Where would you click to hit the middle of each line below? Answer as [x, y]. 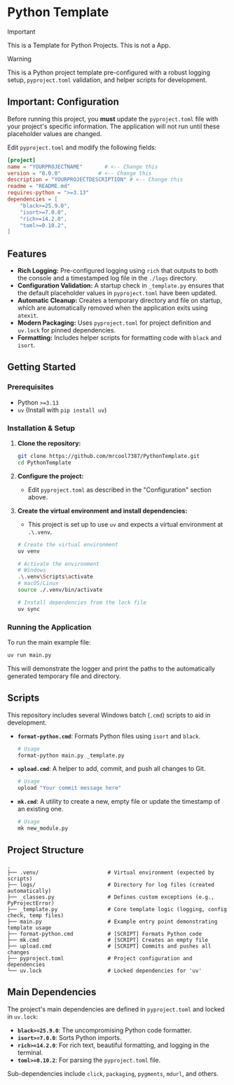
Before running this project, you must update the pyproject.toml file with [113, 119]
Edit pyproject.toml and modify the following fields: [82, 147]
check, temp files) [36, 915]
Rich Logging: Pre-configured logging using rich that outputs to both [118, 271]
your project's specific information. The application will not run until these [113, 126]
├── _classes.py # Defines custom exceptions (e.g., [111, 897]
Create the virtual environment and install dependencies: [102, 511]
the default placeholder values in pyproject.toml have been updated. [117, 293]
